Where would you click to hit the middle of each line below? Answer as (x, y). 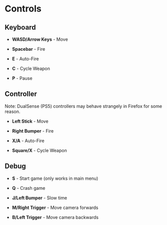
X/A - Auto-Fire (28, 141)
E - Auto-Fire (25, 59)
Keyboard (20, 27)
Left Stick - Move (30, 121)
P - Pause (22, 78)
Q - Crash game (29, 188)
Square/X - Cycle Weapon (39, 150)
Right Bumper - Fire (33, 131)
